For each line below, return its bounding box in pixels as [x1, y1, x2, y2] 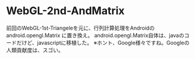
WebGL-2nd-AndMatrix [6, 4, 125, 18]
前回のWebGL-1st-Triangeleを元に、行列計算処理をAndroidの [6, 24, 155, 31]
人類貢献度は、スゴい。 [6, 46, 64, 54]
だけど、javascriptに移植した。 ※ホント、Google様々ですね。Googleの [16, 39, 190, 46]
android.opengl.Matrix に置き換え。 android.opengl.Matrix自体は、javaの [6, 31, 184, 39]
